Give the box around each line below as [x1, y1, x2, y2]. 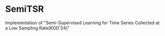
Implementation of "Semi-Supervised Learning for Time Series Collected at [5, 20, 160, 26]
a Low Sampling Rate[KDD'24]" [5, 25, 70, 31]
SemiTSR [5, 3, 44, 15]
